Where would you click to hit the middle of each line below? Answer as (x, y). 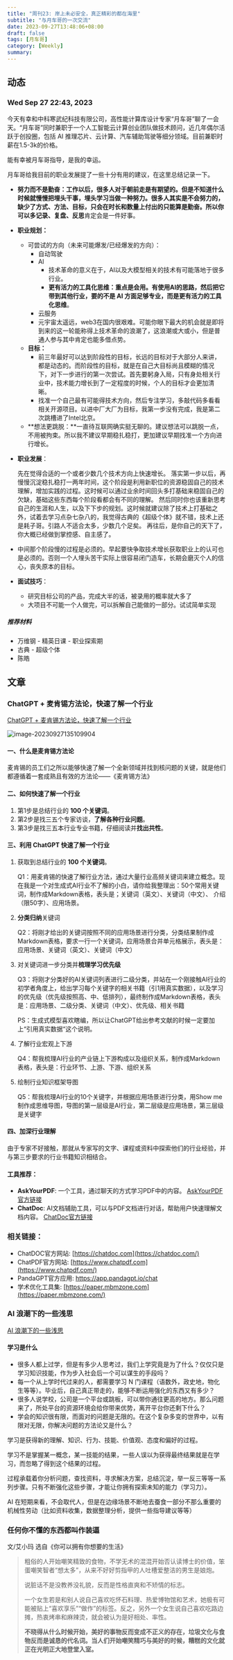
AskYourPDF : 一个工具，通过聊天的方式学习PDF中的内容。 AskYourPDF (120, 1191)
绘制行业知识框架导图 (48, 1082)
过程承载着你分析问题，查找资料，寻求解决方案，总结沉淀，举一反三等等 (110, 1478)
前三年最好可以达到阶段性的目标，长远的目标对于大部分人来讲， (129, 356)
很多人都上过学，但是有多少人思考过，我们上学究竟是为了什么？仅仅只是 (120, 1364)
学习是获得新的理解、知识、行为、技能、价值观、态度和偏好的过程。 (104, 1440)
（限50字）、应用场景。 (50, 903)
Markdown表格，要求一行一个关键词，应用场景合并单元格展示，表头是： (120, 941)
